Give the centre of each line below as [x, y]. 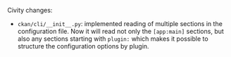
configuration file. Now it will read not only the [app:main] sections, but [120, 31]
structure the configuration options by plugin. [83, 46]
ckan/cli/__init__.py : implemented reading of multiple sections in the [120, 24]
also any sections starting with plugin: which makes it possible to [113, 39]
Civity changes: [30, 10]
